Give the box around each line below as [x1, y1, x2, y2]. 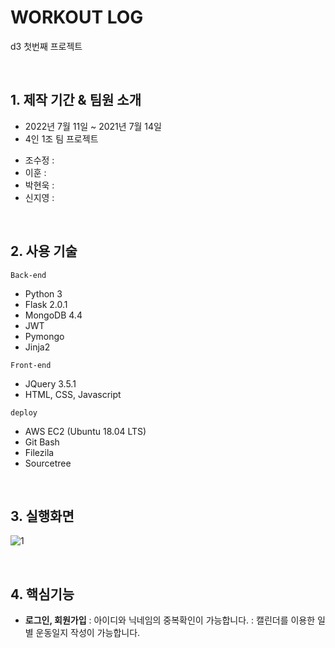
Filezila [24, 446, 55, 458]
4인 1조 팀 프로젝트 [24, 132, 99, 145]
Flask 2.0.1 [24, 298, 68, 310]
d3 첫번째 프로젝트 [10, 40, 83, 52]
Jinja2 [24, 341, 51, 353]
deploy [10, 407, 38, 418]
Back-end [10, 270, 47, 280]
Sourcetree [24, 457, 72, 469]
